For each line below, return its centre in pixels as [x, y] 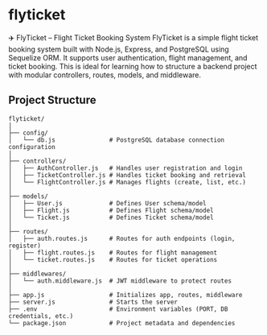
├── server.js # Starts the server [93, 302]
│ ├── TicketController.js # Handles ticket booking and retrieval [127, 175]
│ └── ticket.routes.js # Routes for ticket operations [113, 259]
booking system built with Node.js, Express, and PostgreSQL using [119, 49]
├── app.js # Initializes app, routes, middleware [125, 295]
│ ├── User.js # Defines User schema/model [107, 203]
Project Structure [52, 100]
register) [25, 246]
